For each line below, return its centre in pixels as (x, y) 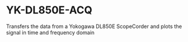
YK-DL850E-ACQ (49, 10)
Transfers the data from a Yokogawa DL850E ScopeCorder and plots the (94, 26)
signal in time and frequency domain (50, 32)
